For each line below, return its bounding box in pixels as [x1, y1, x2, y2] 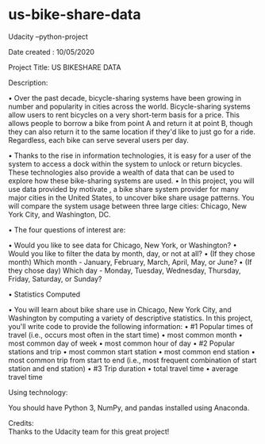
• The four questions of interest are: [8, 224, 126, 235]
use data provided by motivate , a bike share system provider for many [8, 184, 240, 193]
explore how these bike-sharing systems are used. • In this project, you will [8, 176, 255, 186]
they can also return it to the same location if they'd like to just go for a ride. [8, 127, 255, 136]
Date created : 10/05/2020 [8, 47, 95, 56]
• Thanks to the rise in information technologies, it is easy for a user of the [8, 151, 252, 160]
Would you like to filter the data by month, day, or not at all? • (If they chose [8, 248, 255, 258]
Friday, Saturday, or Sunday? [8, 274, 102, 283]
